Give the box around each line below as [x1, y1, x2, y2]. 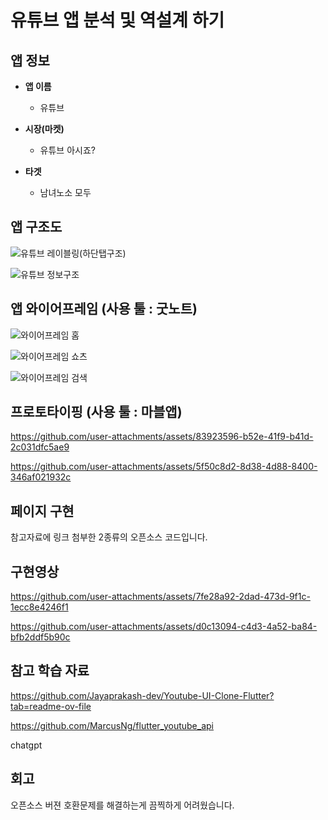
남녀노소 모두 [39, 187, 92, 198]
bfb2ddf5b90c [10, 631, 71, 643]
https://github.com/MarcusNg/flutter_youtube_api [10, 719, 214, 731]
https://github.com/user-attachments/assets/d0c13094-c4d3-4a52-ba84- [10, 621, 318, 633]
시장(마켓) [24, 123, 65, 135]
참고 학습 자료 [10, 662, 90, 680]
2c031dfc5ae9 [10, 441, 70, 453]
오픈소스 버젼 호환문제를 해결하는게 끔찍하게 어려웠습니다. [10, 799, 235, 811]
